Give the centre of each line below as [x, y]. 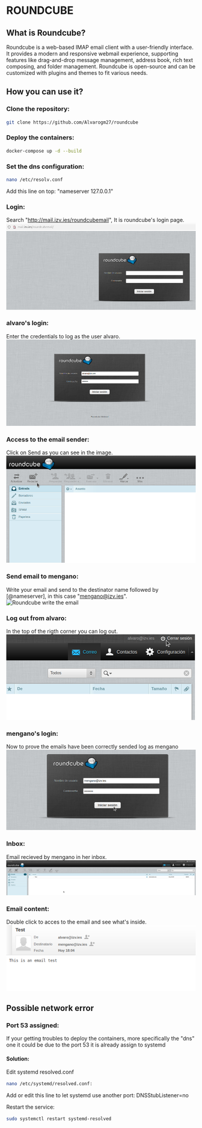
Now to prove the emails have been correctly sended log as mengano [92, 747]
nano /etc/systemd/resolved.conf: [50, 1084]
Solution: [18, 1059]
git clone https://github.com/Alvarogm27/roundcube [72, 122]
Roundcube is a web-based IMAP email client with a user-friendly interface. [100, 47]
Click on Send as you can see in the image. [60, 452]
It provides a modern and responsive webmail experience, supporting [92, 54]
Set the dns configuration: [45, 166]
